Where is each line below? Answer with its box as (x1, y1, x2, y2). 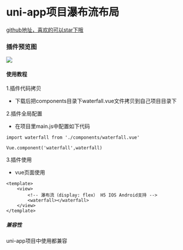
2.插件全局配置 (6, 110, 43, 117)
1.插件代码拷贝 (6, 85, 42, 92)
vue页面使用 (14, 169, 46, 176)
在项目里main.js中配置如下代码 (14, 123, 91, 130)
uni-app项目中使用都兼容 (6, 237, 67, 245)
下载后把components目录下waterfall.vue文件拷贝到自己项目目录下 (14, 98, 177, 105)
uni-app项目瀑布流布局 (6, 5, 120, 19)
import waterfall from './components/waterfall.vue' (6, 135, 140, 140)
